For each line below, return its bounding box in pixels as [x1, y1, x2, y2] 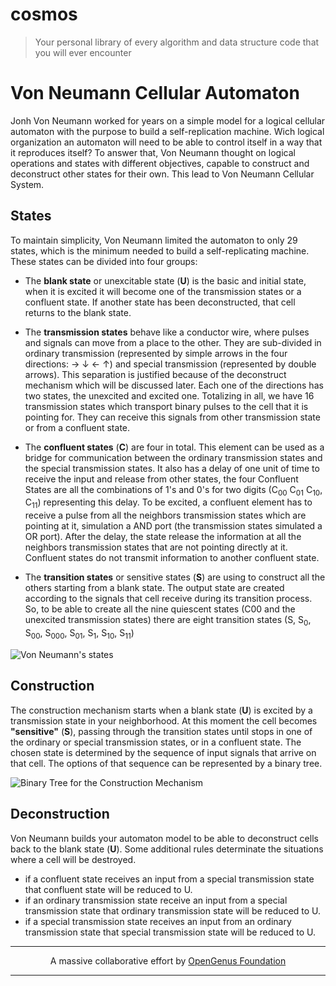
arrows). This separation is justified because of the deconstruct [24, 368, 287, 380]
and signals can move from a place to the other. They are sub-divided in [24, 336, 322, 348]
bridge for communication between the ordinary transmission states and [24, 451, 323, 463]
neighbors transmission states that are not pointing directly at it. [24, 541, 288, 553]
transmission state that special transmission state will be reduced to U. [24, 926, 316, 938]
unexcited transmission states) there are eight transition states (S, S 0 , [24, 614, 312, 628]
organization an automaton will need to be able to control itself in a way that [10, 136, 323, 148]
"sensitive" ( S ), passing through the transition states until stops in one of [10, 725, 313, 737]
